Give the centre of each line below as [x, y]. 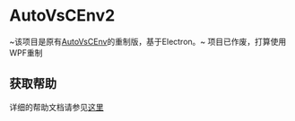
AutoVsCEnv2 [62, 16]
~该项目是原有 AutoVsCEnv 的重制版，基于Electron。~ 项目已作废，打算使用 [148, 41]
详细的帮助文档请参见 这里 [56, 107]
